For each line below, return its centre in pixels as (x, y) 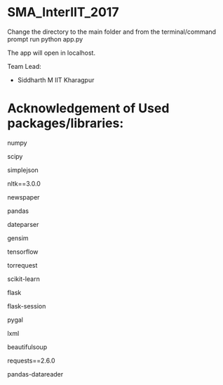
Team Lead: (24, 66)
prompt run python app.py (45, 39)
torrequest (22, 265)
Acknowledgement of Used (88, 109)
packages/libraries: (66, 123)
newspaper (23, 197)
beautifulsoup (27, 347)
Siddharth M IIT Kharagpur (56, 80)
